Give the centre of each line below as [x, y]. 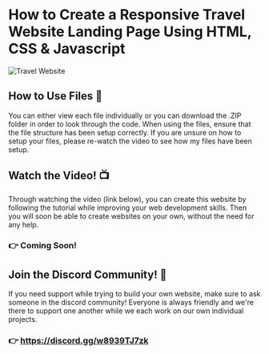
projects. [23, 320]
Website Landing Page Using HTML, [130, 32]
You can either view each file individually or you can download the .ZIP [125, 115]
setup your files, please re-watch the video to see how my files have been [130, 141]
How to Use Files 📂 [55, 97]
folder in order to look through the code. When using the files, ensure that [130, 124]
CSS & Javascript [67, 49]
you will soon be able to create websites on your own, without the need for [131, 216]
